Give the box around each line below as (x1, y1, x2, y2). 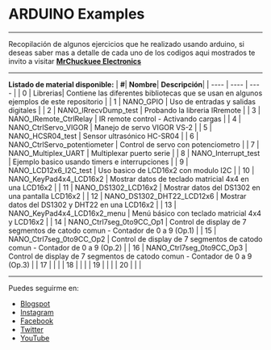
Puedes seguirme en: (8, 283, 79, 293)
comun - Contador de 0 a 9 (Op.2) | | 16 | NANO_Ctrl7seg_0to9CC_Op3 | (8, 242, 248, 252)
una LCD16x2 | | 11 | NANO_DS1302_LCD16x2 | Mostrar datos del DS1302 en (8, 183, 261, 192)
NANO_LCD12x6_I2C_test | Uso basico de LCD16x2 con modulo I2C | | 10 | (8, 165, 255, 175)
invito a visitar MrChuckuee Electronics (8, 56, 142, 65)
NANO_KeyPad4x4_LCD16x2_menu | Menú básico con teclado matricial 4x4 (8, 208, 262, 218)
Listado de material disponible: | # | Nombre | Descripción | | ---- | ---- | (8, 79, 248, 89)
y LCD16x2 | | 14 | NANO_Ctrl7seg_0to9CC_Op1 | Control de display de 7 (8, 217, 247, 226)
